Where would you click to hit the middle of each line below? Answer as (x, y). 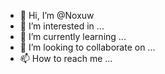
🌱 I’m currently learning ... (73, 36)
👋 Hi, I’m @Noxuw (57, 15)
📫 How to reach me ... (66, 58)
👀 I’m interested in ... (62, 26)
